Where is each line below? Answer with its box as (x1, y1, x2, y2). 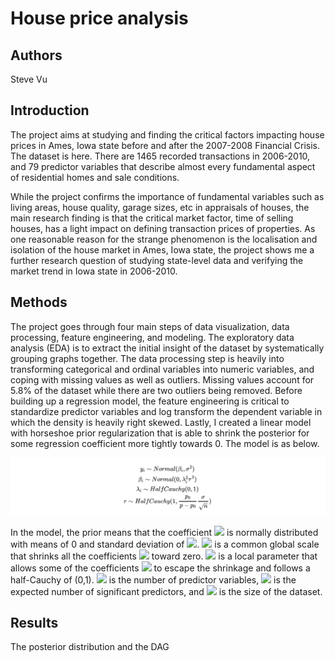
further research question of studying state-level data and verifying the (10, 254, 304, 266)
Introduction (10, 102, 90, 119)
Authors (10, 47, 63, 64)
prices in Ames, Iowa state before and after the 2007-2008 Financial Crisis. (10, 139, 321, 151)
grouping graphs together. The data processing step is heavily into (10, 352, 285, 364)
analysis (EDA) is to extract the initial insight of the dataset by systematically (10, 342, 325, 354)
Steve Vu (10, 73, 48, 85)
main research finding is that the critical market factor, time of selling (10, 212, 294, 224)
